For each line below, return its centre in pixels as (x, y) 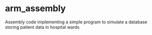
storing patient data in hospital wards (42, 27)
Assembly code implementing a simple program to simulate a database (76, 22)
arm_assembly (35, 9)
